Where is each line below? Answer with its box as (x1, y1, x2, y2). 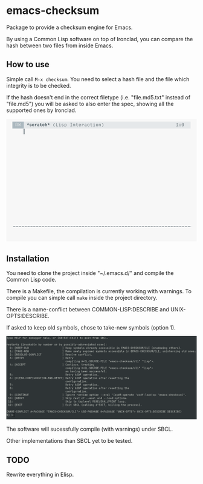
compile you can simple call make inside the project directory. (6, 294, 158, 301)
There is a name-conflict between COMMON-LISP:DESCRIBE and (6, 305, 169, 313)
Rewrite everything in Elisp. (6, 471, 74, 478)
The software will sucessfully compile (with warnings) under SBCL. (6, 425, 173, 433)
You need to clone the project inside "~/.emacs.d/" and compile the (6, 269, 174, 276)
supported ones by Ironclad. (6, 107, 77, 114)
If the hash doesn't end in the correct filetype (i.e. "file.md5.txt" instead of (6, 93, 191, 101)
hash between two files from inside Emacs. (6, 42, 114, 49)
